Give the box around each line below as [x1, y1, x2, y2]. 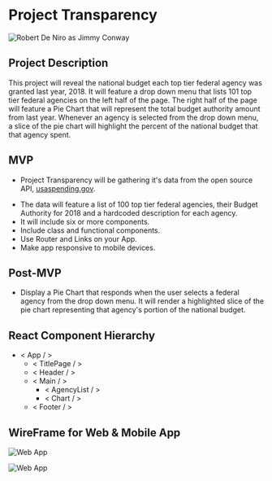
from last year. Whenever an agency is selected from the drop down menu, [8, 112, 259, 122]
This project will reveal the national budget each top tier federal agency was [8, 77, 262, 87]
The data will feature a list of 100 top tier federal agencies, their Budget [19, 199, 258, 209]
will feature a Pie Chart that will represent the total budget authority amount [8, 103, 261, 113]
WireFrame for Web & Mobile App [8, 426, 181, 439]
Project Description [8, 56, 109, 70]
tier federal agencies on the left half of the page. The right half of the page [8, 95, 258, 105]
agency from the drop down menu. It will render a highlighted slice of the [19, 296, 265, 306]
